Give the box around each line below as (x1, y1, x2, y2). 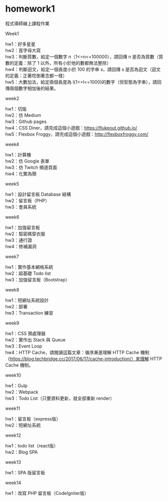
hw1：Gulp (5, 383, 28, 389)
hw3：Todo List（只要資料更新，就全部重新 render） (5, 395, 115, 401)
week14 (5, 479, 21, 486)
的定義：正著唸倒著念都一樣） (5, 72, 67, 78)
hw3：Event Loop (5, 343, 42, 349)
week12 (5, 432, 21, 438)
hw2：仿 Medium (5, 112, 41, 118)
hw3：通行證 (5, 237, 32, 243)
